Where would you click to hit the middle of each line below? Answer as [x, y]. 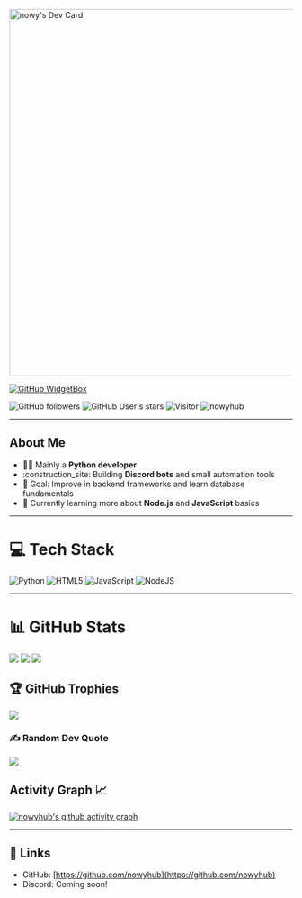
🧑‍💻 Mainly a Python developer [80, 465]
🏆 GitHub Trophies [64, 689]
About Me [37, 443]
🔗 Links [30, 853]
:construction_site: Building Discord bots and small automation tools [149, 474]
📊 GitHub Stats [68, 627]
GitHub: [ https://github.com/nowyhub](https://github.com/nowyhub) [149, 875]
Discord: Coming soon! [65, 884]
